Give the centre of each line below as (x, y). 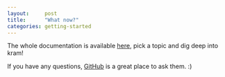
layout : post (32, 13)
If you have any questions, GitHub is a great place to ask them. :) (100, 67)
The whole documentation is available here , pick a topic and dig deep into (113, 46)
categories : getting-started (49, 26)
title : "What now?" (43, 20)
